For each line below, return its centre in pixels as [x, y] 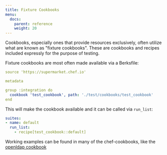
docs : [16, 19]
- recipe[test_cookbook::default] [50, 132]
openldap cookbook [26, 147]
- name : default [22, 123]
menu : [11, 14]
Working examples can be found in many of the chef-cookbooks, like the [80, 141]
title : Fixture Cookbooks [32, 10]
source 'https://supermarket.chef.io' [46, 72]
